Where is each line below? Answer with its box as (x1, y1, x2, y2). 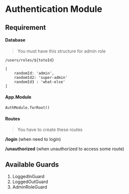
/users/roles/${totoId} (5, 58, 55, 63)
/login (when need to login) (5, 136, 61, 142)
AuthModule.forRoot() (5, 105, 50, 110)
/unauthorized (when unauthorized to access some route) (5, 146, 125, 152)
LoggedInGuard (12, 174, 45, 179)
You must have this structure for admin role (17, 48, 106, 54)
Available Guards (5, 160, 59, 169)
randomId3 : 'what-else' (14, 79, 65, 84)
